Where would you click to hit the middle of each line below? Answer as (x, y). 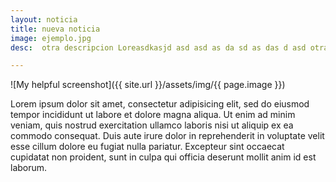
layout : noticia (44, 19)
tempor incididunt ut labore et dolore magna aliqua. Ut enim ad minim (153, 115)
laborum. (29, 168)
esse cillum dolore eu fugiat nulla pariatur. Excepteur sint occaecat (147, 147)
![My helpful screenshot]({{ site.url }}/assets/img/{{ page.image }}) (148, 85)
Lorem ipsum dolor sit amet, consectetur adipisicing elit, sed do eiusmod (160, 104)
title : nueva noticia (55, 29)
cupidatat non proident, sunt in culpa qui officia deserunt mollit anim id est (163, 157)
